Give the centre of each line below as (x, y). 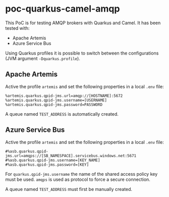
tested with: (17, 28)
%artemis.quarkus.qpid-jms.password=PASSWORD (54, 105)
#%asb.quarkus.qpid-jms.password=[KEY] (47, 165)
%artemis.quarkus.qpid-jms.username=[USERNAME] (56, 100)
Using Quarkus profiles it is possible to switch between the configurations (82, 53)
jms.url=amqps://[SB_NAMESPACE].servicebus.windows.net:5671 (71, 156)
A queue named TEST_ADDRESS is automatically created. (62, 114)
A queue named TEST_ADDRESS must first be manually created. (69, 189)
